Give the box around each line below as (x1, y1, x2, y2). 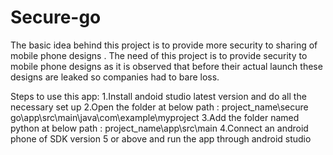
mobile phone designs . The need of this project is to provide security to (10, 49, 308, 61)
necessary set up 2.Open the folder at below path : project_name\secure (10, 101, 309, 113)
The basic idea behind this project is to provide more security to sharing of (10, 39, 318, 51)
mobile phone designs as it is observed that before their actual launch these (10, 60, 323, 72)
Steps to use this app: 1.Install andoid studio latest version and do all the (10, 90, 307, 102)
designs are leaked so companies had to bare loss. (10, 71, 220, 83)
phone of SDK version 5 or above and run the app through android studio (10, 132, 312, 145)
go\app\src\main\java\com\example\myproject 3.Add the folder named (10, 111, 300, 123)
